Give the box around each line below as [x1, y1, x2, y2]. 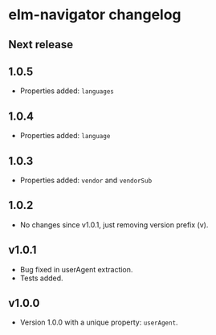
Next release [8, 38, 74, 51]
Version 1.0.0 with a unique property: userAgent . [19, 317, 178, 327]
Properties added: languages [19, 86, 115, 96]
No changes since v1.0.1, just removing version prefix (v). [19, 219, 209, 230]
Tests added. [19, 273, 63, 283]
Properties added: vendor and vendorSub [19, 175, 153, 186]
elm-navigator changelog [8, 6, 182, 24]
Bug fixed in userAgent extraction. [19, 264, 133, 274]
